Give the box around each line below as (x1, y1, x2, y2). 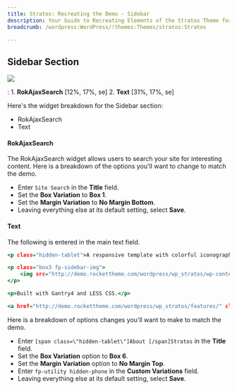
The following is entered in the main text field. (7, 237, 140, 246)
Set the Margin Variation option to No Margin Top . (17, 359, 166, 367)
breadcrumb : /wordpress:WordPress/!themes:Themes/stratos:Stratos (7, 23, 207, 30)
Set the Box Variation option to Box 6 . (17, 351, 128, 360)
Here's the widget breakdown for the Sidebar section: (7, 102, 164, 110)
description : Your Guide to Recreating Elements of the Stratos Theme (7, 17, 219, 24)
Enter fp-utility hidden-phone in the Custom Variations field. (17, 367, 200, 375)
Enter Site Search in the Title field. (17, 183, 119, 191)
